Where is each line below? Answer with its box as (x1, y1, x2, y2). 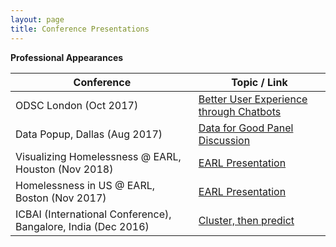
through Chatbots (198, 104, 282, 118)
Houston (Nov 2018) (15, 162, 114, 176)
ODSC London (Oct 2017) (15, 98, 139, 112)
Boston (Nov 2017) (15, 191, 107, 205)
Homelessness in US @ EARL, (15, 178, 156, 192)
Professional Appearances (10, 51, 124, 63)
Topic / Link (231, 75, 288, 89)
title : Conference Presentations (10, 24, 150, 34)
